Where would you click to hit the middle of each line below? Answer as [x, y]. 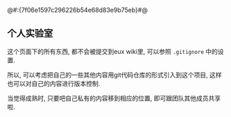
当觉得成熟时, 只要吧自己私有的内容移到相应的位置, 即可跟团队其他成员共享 [114, 98]
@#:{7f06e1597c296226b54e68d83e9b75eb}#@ [77, 10]
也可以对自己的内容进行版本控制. [54, 83]
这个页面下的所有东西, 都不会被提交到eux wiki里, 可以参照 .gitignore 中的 [113, 51]
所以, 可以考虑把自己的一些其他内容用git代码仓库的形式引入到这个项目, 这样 [114, 75]
